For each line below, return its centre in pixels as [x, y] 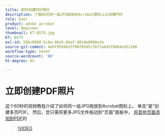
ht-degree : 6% [20, 61]
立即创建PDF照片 [40, 91]
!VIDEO [25, 129]
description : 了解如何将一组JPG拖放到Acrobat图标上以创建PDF [64, 14]
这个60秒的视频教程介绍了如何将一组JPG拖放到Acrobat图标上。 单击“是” [80, 106]
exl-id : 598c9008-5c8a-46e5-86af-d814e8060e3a [54, 42]
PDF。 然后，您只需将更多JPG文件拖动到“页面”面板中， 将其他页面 [87, 112]
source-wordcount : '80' [30, 56]
